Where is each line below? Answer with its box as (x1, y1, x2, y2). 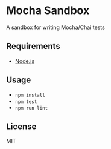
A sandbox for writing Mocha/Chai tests (6, 24, 106, 31)
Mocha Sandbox (6, 4, 90, 18)
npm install (14, 92, 45, 98)
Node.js (14, 57, 35, 64)
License (6, 121, 37, 131)
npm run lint (14, 105, 48, 111)
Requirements (6, 41, 60, 51)
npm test (14, 98, 37, 105)
